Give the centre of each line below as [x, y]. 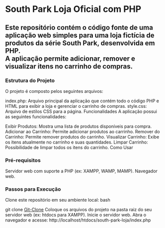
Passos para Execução [33, 189]
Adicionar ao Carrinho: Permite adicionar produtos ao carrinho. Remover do [82, 131]
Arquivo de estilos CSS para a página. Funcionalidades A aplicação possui [81, 111]
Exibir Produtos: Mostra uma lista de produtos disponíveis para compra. [79, 126]
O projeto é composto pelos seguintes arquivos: [54, 91]
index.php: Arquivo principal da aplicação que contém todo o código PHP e [82, 101]
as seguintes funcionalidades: [36, 116]
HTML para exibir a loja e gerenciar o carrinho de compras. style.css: [76, 106]
